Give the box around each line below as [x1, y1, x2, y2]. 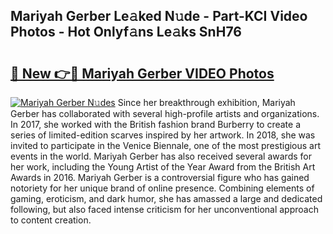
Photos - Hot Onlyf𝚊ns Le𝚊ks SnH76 [10, 24, 242, 41]
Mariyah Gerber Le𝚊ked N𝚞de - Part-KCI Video [10, 8, 308, 25]
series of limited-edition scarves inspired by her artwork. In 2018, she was [10, 129, 316, 141]
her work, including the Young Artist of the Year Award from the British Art [10, 161, 316, 173]
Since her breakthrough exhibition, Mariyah [117, 97, 296, 108]
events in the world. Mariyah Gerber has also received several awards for [10, 150, 312, 162]
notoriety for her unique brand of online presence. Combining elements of [10, 182, 315, 194]
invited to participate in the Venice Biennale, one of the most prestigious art [10, 140, 322, 151]
